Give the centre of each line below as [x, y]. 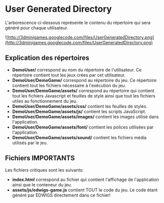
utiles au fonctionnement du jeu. [45, 101]
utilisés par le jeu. [30, 143]
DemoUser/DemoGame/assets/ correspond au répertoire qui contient [83, 90]
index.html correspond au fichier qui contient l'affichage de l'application [85, 179]
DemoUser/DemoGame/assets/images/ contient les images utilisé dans [85, 117]
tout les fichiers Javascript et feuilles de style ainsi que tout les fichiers [84, 96]
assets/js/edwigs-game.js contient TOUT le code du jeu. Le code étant [85, 190]
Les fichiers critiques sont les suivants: [44, 170]
